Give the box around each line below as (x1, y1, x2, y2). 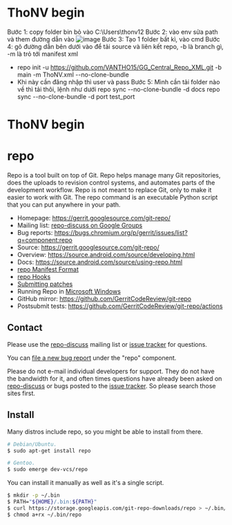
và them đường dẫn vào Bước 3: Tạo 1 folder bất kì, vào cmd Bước (7, 35, 220, 43)
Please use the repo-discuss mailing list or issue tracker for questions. (7, 340, 207, 348)
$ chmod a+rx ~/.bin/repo (7, 511, 81, 518)
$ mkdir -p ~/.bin (7, 492, 60, 499)
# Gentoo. (7, 459, 36, 467)
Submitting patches (17, 280, 73, 288)
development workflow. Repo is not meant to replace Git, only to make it (7, 186, 212, 194)
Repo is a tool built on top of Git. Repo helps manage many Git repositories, (7, 171, 221, 180)
